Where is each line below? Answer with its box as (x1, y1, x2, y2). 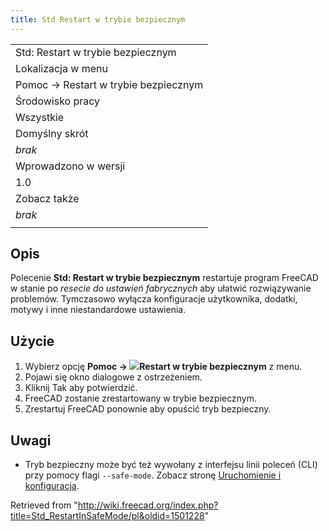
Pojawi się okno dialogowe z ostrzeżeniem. (24, 371, 203, 383)
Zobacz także (15, 191, 80, 205)
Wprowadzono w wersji (15, 159, 126, 173)
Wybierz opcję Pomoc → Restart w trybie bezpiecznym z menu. (24, 361, 303, 373)
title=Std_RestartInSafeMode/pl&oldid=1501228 (10, 510, 205, 522)
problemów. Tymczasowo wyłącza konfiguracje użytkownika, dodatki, (10, 293, 298, 305)
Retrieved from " (10, 499, 78, 511)
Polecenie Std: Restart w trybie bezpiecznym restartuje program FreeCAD (10, 272, 319, 284)
